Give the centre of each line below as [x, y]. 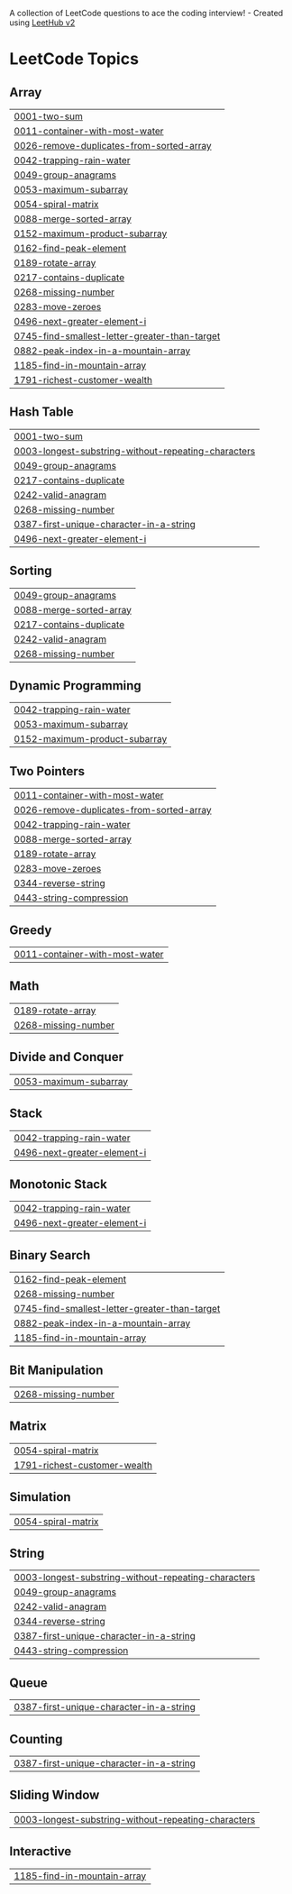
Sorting [31, 571]
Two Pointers [47, 771]
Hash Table [41, 412]
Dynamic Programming [75, 686]
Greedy [31, 930]
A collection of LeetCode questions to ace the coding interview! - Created [146, 13]
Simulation [40, 1497]
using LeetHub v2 [42, 23]
